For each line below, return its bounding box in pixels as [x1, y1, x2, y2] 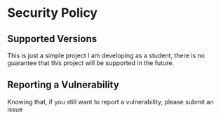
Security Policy [7, 5, 98, 21]
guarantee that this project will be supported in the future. [7, 59, 174, 67]
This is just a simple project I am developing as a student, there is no [7, 51, 206, 59]
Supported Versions [7, 33, 97, 45]
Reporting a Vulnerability [7, 79, 119, 91]
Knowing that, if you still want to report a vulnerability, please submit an [7, 97, 214, 106]
